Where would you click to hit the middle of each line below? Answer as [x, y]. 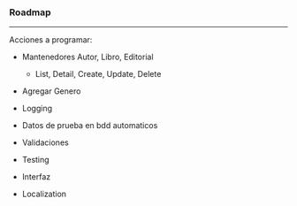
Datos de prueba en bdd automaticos [90, 126]
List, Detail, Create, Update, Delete [98, 74]
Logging [37, 109]
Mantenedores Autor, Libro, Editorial [88, 57]
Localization [44, 194]
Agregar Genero [51, 91]
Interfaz [36, 177]
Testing [36, 160]
